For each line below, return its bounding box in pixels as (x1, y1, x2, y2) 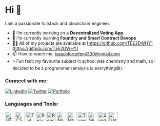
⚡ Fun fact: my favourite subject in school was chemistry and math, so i (12, 58, 156, 64)
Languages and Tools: (5, 101, 59, 108)
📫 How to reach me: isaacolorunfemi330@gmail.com (12, 51, 120, 56)
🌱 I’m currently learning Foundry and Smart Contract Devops (12, 35, 137, 41)
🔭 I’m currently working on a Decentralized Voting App (12, 30, 123, 36)
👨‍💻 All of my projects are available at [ (12, 40, 89, 46)
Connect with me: (5, 77, 48, 84)
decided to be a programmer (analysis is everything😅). (12, 65, 123, 71)
